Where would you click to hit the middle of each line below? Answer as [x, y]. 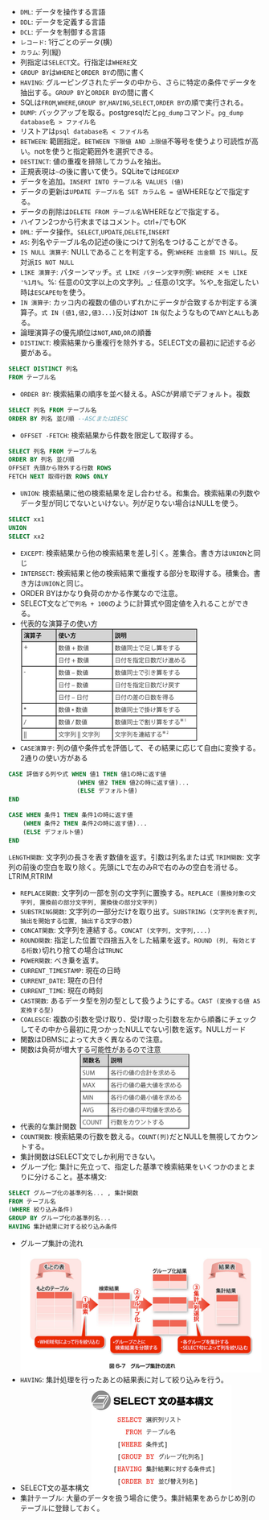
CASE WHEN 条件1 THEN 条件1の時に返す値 [71, 815]
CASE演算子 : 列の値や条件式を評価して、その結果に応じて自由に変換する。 [140, 748]
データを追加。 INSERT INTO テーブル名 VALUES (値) [102, 181]
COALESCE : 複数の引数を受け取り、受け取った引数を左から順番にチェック [138, 1019]
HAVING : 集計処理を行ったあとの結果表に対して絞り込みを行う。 [124, 1380]
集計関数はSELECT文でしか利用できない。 [90, 1156]
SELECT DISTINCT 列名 [43, 369]
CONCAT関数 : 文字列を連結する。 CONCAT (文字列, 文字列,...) [115, 930]
